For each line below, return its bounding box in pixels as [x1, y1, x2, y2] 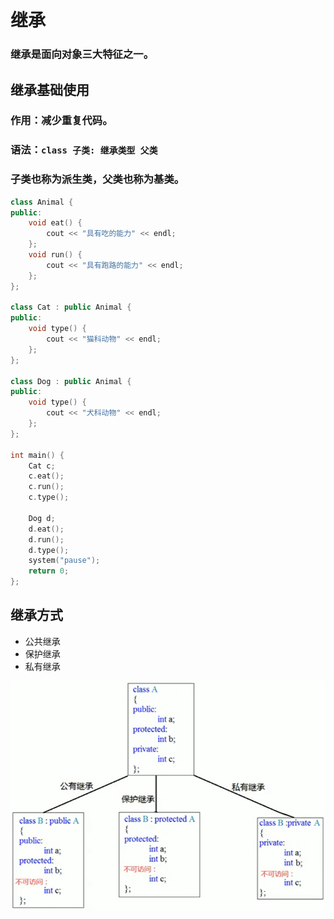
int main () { [10, 450, 65, 460]
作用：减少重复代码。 [10, 114, 113, 128]
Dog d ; [28, 513, 56, 523]
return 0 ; [28, 566, 70, 576]
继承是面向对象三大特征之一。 [10, 47, 155, 61]
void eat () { [28, 218, 83, 228]
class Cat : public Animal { [10, 302, 132, 313]
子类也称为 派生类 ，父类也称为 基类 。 [10, 172, 185, 186]
